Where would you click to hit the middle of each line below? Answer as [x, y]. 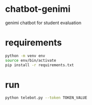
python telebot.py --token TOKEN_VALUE [46, 98]
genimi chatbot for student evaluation [43, 23]
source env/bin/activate [31, 60]
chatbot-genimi [38, 9]
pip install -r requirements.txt [40, 65]
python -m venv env [25, 56]
